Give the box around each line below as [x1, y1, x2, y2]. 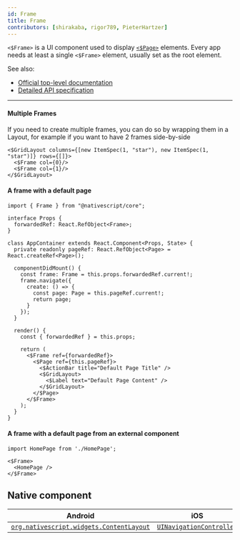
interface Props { [7, 215, 62, 222]
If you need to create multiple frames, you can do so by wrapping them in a [7, 125, 229, 133]
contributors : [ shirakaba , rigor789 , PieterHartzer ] [7, 24, 168, 31]
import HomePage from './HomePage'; [7, 445, 116, 452]
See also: [7, 65, 35, 73]
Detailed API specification [17, 86, 94, 95]
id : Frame [7, 10, 37, 18]
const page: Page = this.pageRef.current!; [33, 290, 164, 297]
